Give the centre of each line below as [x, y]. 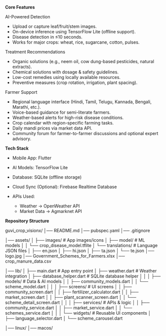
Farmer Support [21, 92]
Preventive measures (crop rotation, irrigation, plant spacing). [75, 82]
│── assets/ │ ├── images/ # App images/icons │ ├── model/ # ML [75, 240]
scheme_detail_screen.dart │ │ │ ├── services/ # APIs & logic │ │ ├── [77, 302]
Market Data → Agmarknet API [51, 211]
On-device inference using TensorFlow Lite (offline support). [74, 32]
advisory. [22, 139]
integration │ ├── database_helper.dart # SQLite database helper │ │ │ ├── [83, 276]
